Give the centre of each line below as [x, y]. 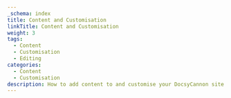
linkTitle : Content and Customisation [63, 26]
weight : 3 [21, 33]
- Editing [27, 59]
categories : [24, 65]
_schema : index [29, 13]
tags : [15, 39]
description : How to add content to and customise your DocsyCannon [108, 84]
